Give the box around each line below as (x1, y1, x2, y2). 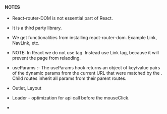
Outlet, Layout (12, 85, 41, 91)
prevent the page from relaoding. (12, 55, 81, 61)
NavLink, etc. (12, 40, 40, 46)
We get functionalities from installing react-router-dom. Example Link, (12, 35, 157, 41)
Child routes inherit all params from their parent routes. (12, 75, 127, 81)
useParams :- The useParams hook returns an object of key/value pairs (12, 65, 160, 71)
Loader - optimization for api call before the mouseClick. (12, 95, 130, 101)
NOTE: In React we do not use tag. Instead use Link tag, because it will (12, 50, 159, 56)
